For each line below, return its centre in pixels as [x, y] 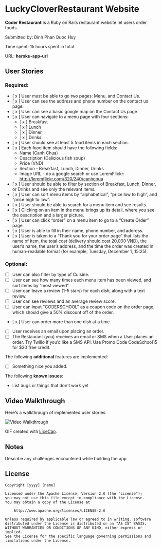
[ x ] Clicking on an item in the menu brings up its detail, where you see [83, 210]
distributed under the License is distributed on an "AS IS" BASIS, [76, 523]
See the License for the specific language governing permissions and [78, 536]
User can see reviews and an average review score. [64, 301]
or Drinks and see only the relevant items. [54, 189]
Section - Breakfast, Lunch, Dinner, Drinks [62, 168]
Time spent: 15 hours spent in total [40, 46]
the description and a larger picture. [48, 215]
